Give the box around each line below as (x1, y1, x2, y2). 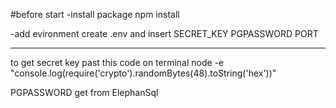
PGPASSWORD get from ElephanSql (10, 87, 159, 98)
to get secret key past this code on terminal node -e (10, 57, 225, 68)
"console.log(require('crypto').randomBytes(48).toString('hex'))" (10, 67, 277, 79)
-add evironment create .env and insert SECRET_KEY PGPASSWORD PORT (10, 28, 319, 39)
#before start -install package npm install (10, 9, 180, 20)
